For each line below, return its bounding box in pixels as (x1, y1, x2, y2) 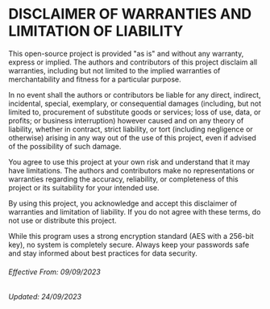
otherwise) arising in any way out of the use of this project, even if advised (8, 132, 256, 142)
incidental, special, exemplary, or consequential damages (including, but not (8, 98, 262, 108)
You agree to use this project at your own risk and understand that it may (8, 157, 251, 166)
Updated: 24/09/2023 (8, 292, 82, 302)
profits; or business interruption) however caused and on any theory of (8, 115, 244, 125)
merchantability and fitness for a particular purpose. (8, 74, 181, 84)
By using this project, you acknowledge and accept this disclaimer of (8, 198, 238, 208)
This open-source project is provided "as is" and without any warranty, (8, 48, 244, 58)
